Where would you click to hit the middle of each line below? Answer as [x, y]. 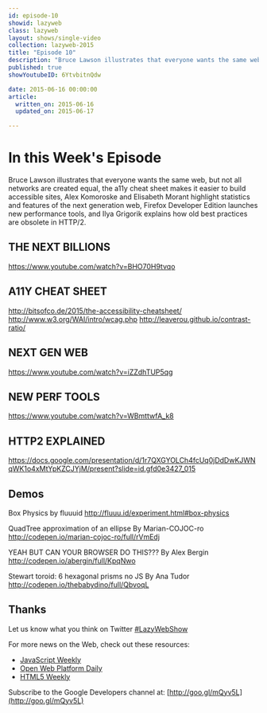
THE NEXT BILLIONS [60, 247]
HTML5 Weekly [45, 676]
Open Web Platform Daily [61, 668]
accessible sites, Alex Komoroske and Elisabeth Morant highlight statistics [129, 197]
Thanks [27, 610]
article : [23, 96]
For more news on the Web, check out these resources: [99, 644]
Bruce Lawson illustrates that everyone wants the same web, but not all [125, 180]
